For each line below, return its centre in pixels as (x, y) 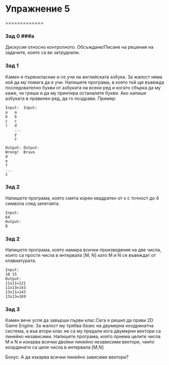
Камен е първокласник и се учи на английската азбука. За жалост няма (84, 77)
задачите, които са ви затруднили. (43, 53)
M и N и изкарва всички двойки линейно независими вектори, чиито (80, 342)
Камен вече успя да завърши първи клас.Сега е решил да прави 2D (79, 320)
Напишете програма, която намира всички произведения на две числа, (83, 250)
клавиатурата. (21, 261)
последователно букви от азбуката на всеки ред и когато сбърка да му (83, 87)
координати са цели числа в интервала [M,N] (55, 347)
